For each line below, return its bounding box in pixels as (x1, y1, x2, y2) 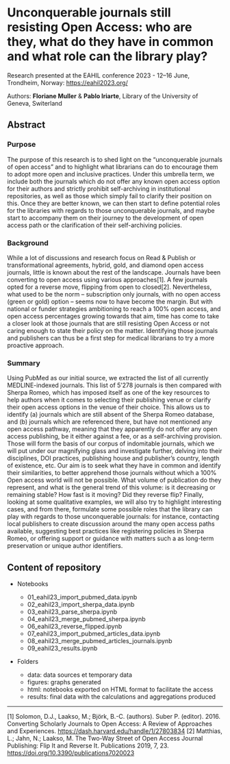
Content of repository (7, 562, 101, 573)
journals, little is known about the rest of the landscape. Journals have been (7, 268, 221, 276)
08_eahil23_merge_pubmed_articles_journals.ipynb (27, 637, 172, 645)
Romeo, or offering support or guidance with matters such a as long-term (7, 534, 214, 543)
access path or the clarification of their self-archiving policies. (7, 221, 183, 229)
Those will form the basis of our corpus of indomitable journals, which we (7, 439, 215, 448)
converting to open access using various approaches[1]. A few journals (7, 275, 207, 283)
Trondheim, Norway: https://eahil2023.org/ (7, 78, 128, 86)
